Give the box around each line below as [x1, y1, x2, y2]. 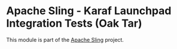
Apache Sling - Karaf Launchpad [6, 4, 172, 18]
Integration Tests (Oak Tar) [6, 17, 142, 30]
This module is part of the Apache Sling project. [6, 36, 124, 43]
